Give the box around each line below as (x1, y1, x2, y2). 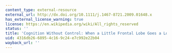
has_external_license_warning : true (5, 17, 83, 22)
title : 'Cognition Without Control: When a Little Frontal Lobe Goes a (5, 31, 161, 36)
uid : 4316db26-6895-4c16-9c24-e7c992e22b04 (5, 36, 100, 41)
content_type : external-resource (5, 7, 77, 13)
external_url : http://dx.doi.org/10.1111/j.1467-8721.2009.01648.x (5, 12, 153, 17)
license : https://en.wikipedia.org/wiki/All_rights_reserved (5, 21, 139, 27)
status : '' (5, 26, 29, 31)
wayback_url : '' (5, 40, 40, 45)
